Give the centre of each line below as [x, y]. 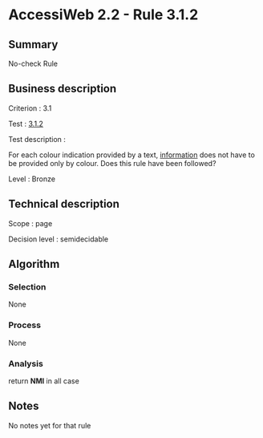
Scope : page [30, 223]
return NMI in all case [44, 381]
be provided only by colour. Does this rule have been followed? [112, 163]
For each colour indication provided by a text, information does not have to [131, 155]
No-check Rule [33, 63]
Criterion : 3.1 [30, 108]
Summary [33, 45]
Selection [27, 286]
